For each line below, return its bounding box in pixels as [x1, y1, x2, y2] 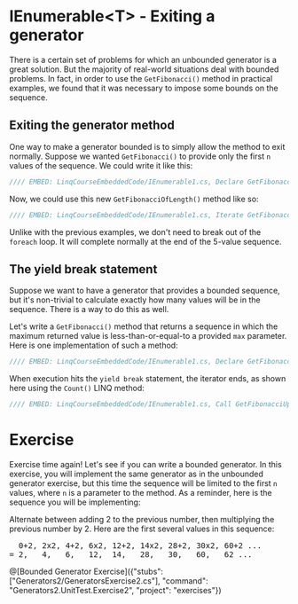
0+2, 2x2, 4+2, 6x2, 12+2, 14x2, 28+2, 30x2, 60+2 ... [18, 541, 263, 551]
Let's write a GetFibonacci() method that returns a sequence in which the [9, 321, 278, 332]
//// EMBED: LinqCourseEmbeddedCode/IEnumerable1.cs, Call [9, 400, 232, 409]
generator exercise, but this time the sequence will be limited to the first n [9, 478, 278, 489]
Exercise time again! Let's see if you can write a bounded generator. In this [9, 459, 282, 469]
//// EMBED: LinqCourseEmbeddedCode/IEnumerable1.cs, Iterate [9, 210, 244, 219]
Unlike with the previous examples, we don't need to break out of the [9, 226, 262, 237]
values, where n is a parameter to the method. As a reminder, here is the [9, 488, 272, 498]
